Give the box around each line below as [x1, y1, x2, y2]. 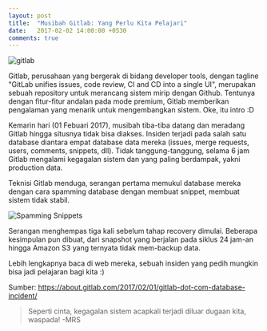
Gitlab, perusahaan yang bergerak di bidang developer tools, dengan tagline [8, 71, 259, 81]
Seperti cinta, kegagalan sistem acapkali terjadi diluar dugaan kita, [27, 306, 246, 316]
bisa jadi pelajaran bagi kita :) [8, 267, 106, 277]
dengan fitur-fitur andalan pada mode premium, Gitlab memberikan [8, 97, 229, 106]
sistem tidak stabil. [8, 195, 70, 205]
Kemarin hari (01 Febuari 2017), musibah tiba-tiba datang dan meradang [8, 120, 245, 130]
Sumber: [8, 282, 37, 292]
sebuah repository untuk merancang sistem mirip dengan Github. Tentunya [8, 89, 256, 98]
